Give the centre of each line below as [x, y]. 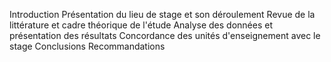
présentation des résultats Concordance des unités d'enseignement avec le [165, 35]
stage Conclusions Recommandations [87, 46]
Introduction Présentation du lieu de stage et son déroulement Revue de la [162, 14]
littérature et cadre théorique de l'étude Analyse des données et [141, 25]
